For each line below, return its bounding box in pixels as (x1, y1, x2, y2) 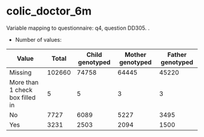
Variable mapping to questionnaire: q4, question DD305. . (6, 24, 150, 32)
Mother (124, 50, 147, 59)
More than (9, 78, 39, 86)
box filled (9, 93, 36, 101)
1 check (9, 85, 33, 94)
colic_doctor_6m (6, 4, 92, 18)
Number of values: (15, 36, 62, 43)
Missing (9, 68, 32, 76)
